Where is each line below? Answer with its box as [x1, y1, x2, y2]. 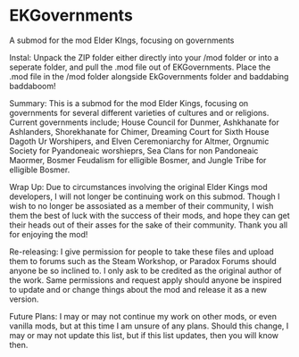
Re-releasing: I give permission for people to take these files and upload [9, 246, 274, 257]
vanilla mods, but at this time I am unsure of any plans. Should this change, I [9, 320, 289, 331]
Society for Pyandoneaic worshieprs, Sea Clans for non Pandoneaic [9, 145, 259, 156]
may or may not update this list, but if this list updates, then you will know [9, 329, 279, 340]
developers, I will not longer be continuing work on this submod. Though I [9, 191, 280, 202]
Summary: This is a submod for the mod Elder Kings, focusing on [9, 97, 249, 108]
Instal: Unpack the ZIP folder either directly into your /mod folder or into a [9, 52, 279, 62]
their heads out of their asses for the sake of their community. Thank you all [9, 220, 288, 230]
